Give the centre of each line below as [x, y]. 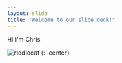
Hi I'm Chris [24, 39]
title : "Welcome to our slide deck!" [61, 20]
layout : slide [28, 13]
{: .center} [55, 53]
